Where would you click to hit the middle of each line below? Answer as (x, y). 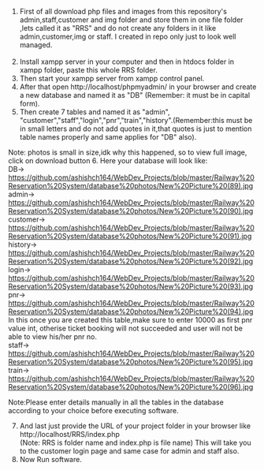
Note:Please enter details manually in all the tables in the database (116, 402)
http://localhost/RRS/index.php (70, 434)
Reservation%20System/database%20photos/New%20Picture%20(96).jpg (131, 387)
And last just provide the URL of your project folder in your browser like (135, 426)
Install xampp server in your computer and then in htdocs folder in (127, 62)
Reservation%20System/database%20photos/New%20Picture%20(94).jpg (131, 311)
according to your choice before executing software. (93, 410)
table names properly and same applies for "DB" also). (108, 137)
